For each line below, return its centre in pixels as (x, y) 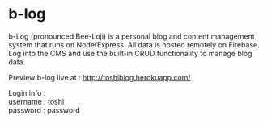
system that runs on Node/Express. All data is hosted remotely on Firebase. (134, 44)
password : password (44, 110)
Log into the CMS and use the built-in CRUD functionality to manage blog (130, 53)
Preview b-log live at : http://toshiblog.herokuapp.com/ (100, 77)
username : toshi (36, 101)
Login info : (27, 92)
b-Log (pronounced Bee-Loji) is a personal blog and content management (131, 36)
